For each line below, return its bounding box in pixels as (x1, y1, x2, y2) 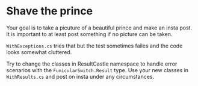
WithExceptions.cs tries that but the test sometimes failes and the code (6, 42, 183, 49)
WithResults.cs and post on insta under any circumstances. (6, 73, 155, 80)
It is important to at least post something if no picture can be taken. (6, 30, 173, 37)
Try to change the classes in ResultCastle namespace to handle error (6, 60, 178, 67)
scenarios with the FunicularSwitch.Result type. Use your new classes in (6, 66, 188, 73)
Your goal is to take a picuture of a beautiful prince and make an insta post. (6, 24, 193, 31)
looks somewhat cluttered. (6, 48, 72, 55)
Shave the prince (6, 4, 93, 18)
